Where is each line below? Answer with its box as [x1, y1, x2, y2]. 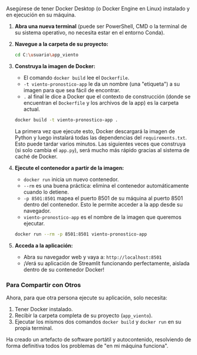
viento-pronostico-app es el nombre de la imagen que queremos [23, 213, 182, 221]
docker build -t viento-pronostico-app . [14, 117, 119, 123]
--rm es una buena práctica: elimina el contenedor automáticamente [23, 182, 189, 189]
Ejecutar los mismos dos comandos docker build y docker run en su [14, 318, 182, 325]
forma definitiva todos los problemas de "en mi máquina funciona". [6, 342, 169, 349]
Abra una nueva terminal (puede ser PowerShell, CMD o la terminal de [14, 23, 188, 30]
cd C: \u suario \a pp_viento [14, 52, 78, 58]
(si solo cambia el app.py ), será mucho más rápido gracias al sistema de [14, 146, 190, 153]
